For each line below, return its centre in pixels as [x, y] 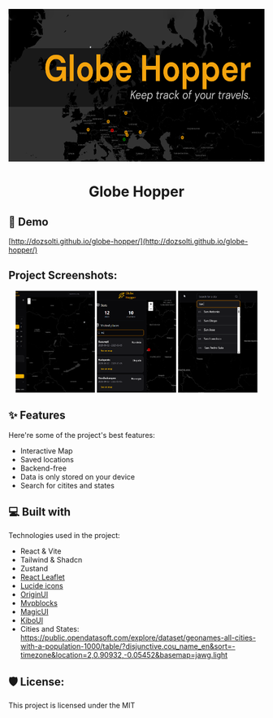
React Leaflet [42, 577]
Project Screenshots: [63, 276]
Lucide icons [41, 586]
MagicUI [34, 612]
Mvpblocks [39, 603]
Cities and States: [50, 629]
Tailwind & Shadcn [51, 560]
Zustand [34, 569]
